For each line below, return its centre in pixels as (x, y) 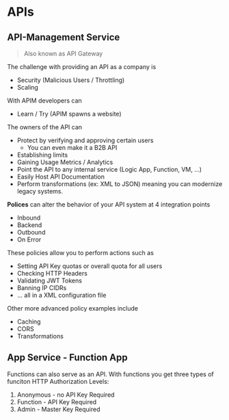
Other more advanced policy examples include (73, 308)
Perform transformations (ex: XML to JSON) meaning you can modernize (120, 184)
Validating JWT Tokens (49, 280)
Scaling (28, 87)
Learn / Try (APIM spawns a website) (69, 114)
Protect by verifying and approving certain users (85, 140)
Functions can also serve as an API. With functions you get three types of (110, 374)
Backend (29, 225)
